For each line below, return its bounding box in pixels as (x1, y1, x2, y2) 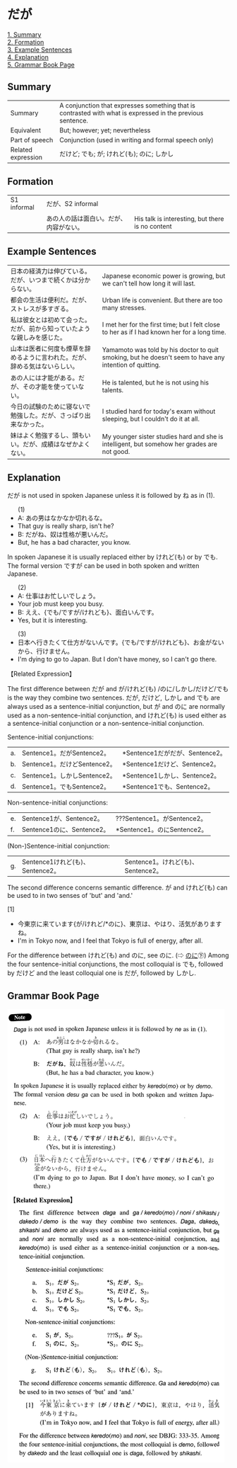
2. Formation (7, 38, 44, 46)
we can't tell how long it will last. (102, 279, 196, 288)
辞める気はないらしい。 (10, 362, 79, 370)
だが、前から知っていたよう (10, 324, 91, 333)
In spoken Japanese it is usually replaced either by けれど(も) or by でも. (7, 553, 218, 562)
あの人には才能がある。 (10, 373, 79, 382)
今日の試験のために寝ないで (10, 402, 91, 411)
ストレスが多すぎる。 (10, 304, 73, 312)
